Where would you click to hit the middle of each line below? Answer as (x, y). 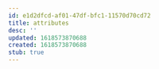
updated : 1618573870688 (48, 38)
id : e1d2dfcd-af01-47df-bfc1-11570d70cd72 (79, 15)
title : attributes (39, 23)
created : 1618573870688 (48, 45)
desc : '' (23, 30)
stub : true (26, 52)
